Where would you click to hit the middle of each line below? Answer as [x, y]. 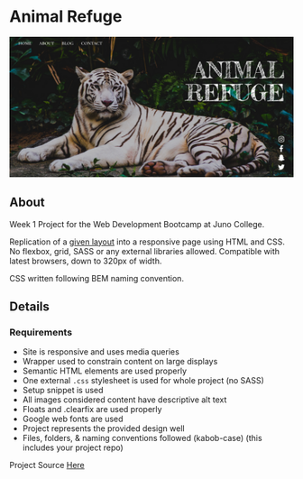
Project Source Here [47, 465]
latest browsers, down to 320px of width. [86, 261]
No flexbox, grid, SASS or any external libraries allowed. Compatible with [144, 251]
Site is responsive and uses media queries [101, 352]
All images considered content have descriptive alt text [124, 400]
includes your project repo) [73, 447]
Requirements [41, 333]
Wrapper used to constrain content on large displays [120, 362]
